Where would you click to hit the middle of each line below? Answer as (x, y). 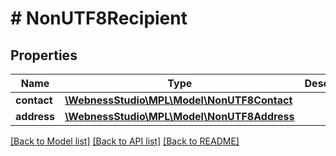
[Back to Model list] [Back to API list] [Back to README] (125, 141)
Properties (44, 55)
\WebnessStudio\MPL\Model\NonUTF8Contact (178, 100)
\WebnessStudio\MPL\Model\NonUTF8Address (179, 116)
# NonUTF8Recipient (99, 18)
